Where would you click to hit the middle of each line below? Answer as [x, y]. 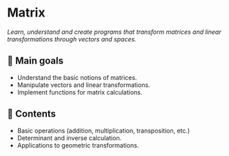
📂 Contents [32, 114]
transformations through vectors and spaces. [72, 39]
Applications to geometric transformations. [78, 145]
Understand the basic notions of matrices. [77, 77]
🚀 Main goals [36, 61]
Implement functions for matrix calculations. [80, 92]
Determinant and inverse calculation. [69, 138]
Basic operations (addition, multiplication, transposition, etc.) [103, 130]
